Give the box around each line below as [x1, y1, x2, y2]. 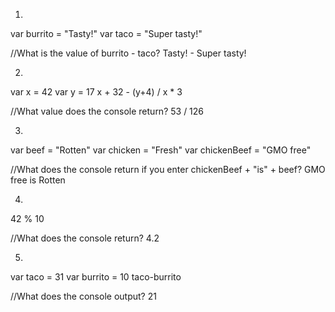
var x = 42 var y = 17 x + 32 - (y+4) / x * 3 [10, 86, 183, 98]
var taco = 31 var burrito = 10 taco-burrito [10, 271, 182, 283]
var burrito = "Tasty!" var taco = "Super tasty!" [10, 28, 203, 39]
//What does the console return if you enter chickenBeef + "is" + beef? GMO [10, 164, 326, 175]
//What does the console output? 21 [10, 290, 157, 302]
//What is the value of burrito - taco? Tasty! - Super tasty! [10, 47, 247, 59]
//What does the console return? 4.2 [10, 232, 160, 244]
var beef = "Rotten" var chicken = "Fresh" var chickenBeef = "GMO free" [10, 144, 312, 156]
